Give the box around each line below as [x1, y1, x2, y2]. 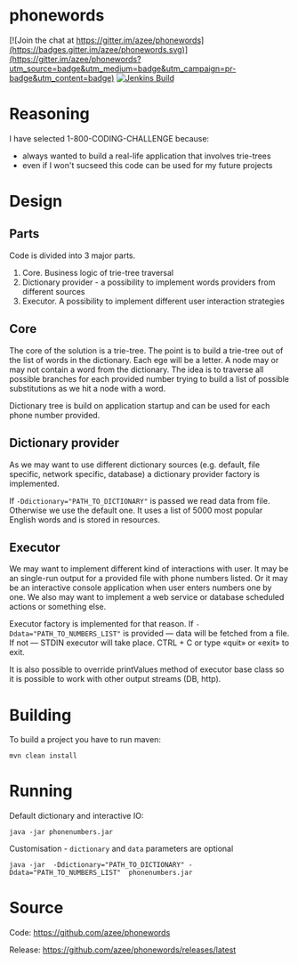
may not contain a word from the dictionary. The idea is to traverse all [9, 364, 264, 375]
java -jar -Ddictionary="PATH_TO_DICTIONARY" [9, 861, 185, 870]
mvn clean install [9, 751, 77, 761]
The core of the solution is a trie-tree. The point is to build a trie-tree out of [9, 344, 284, 356]
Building [9, 705, 72, 725]
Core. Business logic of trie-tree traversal [21, 267, 174, 278]
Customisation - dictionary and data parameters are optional [9, 843, 234, 855]
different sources [21, 286, 85, 296]
